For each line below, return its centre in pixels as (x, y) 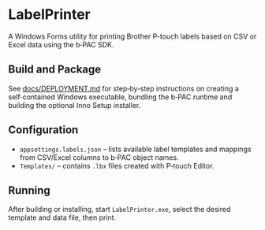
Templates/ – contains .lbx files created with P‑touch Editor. (117, 165)
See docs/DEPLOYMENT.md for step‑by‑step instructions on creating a (123, 88)
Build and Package (55, 70)
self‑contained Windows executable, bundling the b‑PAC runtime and (120, 97)
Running (30, 190)
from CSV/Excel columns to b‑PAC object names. (99, 157)
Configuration (43, 130)
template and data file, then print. (62, 217)
